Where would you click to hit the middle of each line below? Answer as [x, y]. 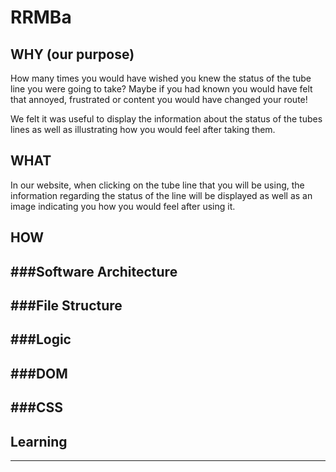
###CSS [36, 407]
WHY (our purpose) [72, 54]
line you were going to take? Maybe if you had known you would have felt [161, 89]
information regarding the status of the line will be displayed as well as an [161, 195]
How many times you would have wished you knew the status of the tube [161, 78]
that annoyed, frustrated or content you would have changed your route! [159, 99]
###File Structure [66, 305]
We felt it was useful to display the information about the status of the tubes [166, 119]
